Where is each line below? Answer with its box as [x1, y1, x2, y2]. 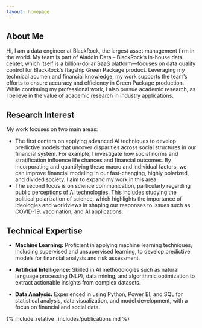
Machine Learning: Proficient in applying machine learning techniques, [14, 242, 193, 249]
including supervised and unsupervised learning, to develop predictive [14, 248, 191, 256]
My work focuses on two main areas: [6, 126, 98, 133]
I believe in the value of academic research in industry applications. [6, 92, 174, 100]
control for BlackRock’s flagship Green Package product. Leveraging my [6, 66, 185, 74]
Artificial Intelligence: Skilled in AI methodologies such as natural [14, 266, 179, 274]
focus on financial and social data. [14, 303, 101, 311]
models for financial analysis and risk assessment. [14, 254, 140, 262]
